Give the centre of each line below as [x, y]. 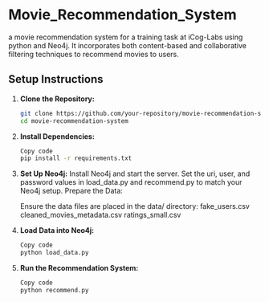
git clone [37, 113]
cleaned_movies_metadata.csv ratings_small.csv [100, 215]
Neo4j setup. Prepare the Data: [71, 191]
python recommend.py [54, 290]
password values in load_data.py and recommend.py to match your [131, 182]
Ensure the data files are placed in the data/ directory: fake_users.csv [135, 206]
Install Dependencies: [57, 136]
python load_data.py [54, 253]
